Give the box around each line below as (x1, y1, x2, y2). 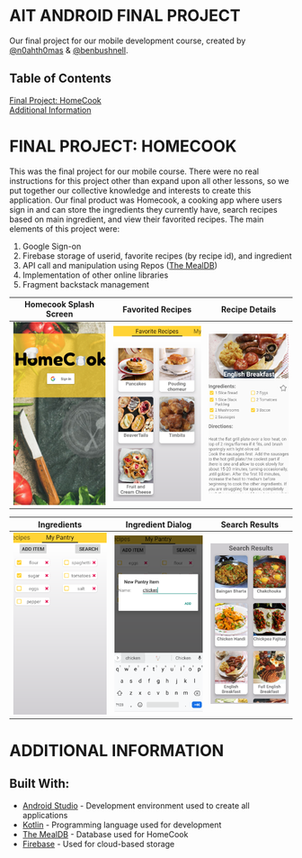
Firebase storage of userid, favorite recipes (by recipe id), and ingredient (22, 250, 292, 261)
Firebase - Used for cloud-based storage (22, 838, 175, 849)
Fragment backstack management (22, 278, 150, 289)
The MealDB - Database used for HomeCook (22, 828, 189, 839)
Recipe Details (221, 304, 277, 315)
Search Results (220, 519, 280, 530)
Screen (45, 308, 74, 320)
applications (22, 809, 68, 820)
